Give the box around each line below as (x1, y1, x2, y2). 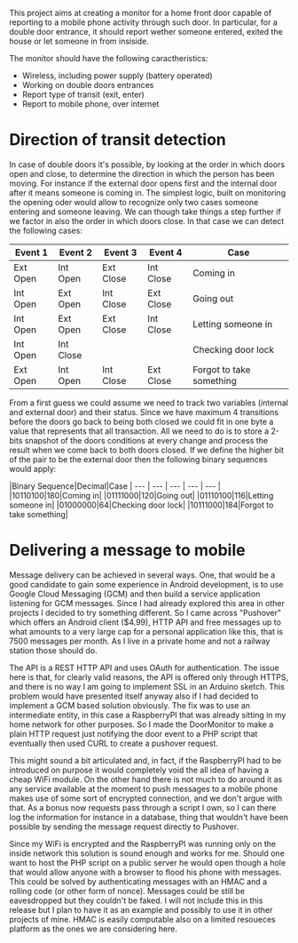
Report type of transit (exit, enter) (21, 89, 145, 100)
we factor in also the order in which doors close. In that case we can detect (9, 215, 285, 226)
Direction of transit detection (9, 130, 226, 150)
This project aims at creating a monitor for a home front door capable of (9, 8, 272, 18)
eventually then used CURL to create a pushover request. (9, 738, 219, 748)
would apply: (9, 463, 57, 474)
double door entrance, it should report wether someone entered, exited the (9, 27, 284, 36)
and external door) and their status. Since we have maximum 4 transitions (9, 406, 279, 417)
